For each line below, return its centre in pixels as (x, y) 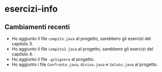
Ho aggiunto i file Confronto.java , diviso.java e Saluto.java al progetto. (85, 64)
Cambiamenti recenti (37, 27)
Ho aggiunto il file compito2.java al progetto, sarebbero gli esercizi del (82, 49)
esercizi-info (31, 9)
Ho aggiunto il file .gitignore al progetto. (53, 59)
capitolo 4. (22, 54)
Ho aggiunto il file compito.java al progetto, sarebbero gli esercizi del (81, 38)
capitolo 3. (22, 44)
